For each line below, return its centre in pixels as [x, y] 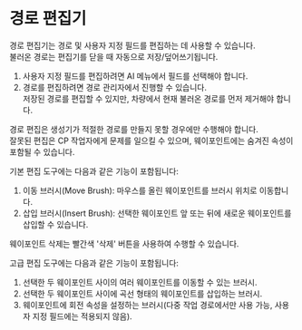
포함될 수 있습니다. [42, 151]
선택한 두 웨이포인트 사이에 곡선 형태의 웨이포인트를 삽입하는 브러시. [142, 293]
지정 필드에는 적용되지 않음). [83, 316]
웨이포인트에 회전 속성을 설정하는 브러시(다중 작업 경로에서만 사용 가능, [147, 305]
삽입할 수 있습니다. [55, 224]
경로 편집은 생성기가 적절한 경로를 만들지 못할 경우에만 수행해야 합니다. [134, 129]
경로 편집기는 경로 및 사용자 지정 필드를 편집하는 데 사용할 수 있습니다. [132, 45]
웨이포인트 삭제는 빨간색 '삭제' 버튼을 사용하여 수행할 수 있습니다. [124, 243]
